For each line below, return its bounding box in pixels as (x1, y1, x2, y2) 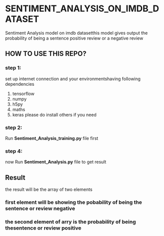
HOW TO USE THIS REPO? (5, 50, 87, 58)
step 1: (5, 64, 21, 71)
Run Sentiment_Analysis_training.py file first (5, 135, 99, 141)
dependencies (5, 81, 35, 87)
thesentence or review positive (5, 224, 82, 231)
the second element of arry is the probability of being (5, 218, 136, 225)
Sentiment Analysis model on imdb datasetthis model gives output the (5, 30, 148, 36)
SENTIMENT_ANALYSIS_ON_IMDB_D (5, 3, 160, 14)
